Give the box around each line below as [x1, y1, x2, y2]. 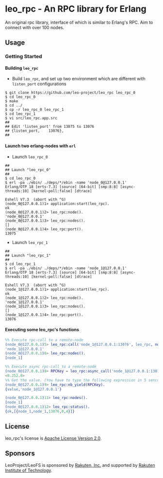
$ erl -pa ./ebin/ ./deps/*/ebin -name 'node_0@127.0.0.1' [5, 180, 127, 185]
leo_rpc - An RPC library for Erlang [5, 3, 147, 15]
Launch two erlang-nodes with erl [5, 143, 76, 149]
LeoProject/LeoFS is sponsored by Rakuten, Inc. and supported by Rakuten [5, 462, 155, 468]
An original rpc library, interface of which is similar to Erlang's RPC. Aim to [5, 19, 153, 25]
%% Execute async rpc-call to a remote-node [5, 364, 97, 369]
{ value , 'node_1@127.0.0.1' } [5, 386, 62, 392]
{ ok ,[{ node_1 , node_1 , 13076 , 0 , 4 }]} [5, 409, 75, 414]
